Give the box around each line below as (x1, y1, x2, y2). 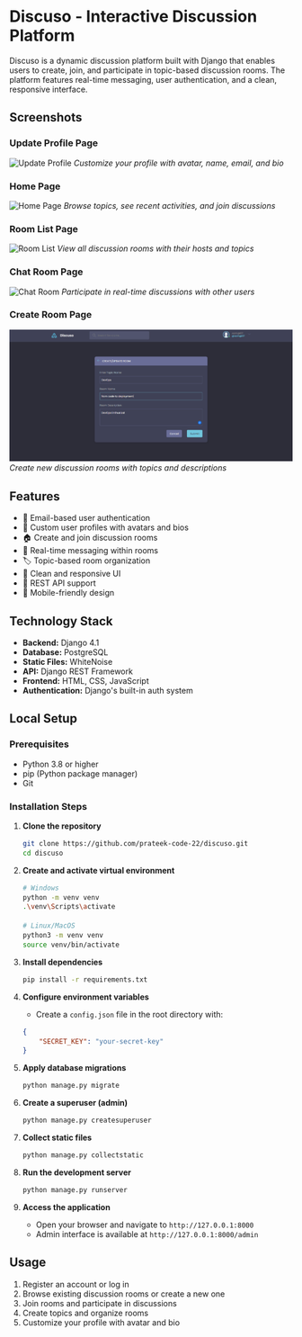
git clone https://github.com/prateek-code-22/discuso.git (22, 839, 249, 848)
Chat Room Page (9, 265, 84, 278)
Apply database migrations (22, 1063, 127, 1073)
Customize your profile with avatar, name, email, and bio (73, 157, 285, 168)
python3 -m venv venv (22, 931, 104, 940)
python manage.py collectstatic (22, 1151, 144, 1160)
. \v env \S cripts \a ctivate (22, 902, 116, 911)
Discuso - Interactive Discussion (9, 6, 258, 27)
